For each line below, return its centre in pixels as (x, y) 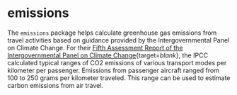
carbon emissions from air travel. (56, 85)
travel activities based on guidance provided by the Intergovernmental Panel (118, 40)
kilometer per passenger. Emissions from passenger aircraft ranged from (113, 70)
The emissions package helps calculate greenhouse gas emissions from (112, 33)
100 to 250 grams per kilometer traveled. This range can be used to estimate (119, 78)
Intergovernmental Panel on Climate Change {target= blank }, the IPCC (108, 55)
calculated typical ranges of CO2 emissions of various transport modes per (117, 62)
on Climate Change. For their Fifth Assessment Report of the (95, 47)
